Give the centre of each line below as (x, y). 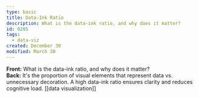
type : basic (21, 12)
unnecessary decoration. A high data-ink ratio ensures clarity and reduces (100, 82)
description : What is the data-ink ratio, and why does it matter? (94, 23)
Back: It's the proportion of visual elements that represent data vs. (89, 75)
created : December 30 (34, 46)
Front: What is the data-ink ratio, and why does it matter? (78, 69)
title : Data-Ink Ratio (35, 18)
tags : (13, 35)
